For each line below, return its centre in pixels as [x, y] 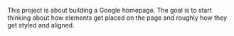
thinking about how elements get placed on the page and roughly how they [117, 18]
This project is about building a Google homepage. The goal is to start [110, 10]
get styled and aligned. [41, 25]
